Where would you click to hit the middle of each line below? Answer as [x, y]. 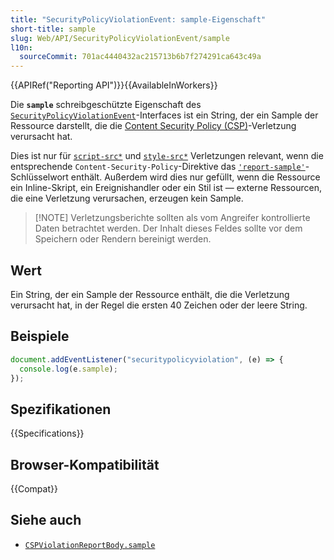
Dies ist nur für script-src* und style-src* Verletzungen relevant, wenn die [167, 156]
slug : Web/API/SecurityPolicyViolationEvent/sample [120, 38]
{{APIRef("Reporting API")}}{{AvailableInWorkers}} [114, 85]
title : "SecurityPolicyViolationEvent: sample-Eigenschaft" [138, 19]
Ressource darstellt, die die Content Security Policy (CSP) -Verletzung [153, 126]
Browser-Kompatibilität [85, 464]
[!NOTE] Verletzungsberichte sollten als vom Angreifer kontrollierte [172, 218]
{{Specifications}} [47, 433]
